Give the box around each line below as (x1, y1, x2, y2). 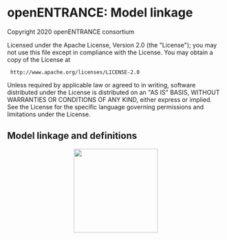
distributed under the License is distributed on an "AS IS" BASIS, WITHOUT (7, 88, 220, 96)
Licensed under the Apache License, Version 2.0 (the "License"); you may (7, 41, 217, 49)
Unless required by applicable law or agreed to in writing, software (7, 80, 196, 89)
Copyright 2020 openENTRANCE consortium (7, 28, 135, 36)
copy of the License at (7, 55, 71, 63)
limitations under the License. (7, 110, 91, 118)
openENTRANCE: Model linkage (7, 5, 193, 21)
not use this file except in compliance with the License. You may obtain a (7, 48, 213, 56)
